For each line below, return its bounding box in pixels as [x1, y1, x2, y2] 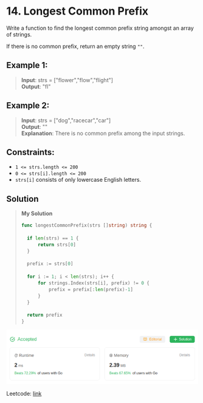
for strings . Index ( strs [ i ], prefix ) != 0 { [37, 280, 150, 286]
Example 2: [6, 100, 50, 111]
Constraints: [6, 147, 55, 157]
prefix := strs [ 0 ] [27, 261, 74, 267]
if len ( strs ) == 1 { [27, 235, 79, 241]
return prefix [27, 312, 63, 319]
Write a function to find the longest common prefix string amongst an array [6, 24, 194, 32]
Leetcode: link [6, 390, 42, 398]
